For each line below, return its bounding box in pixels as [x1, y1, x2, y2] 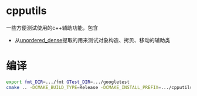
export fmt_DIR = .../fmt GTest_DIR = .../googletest [6, 79, 130, 85]
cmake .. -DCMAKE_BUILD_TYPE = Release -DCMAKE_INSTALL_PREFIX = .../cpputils [6, 84, 193, 90]
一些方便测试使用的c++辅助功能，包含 [6, 24, 98, 31]
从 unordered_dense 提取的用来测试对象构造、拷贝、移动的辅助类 [14, 36, 171, 43]
